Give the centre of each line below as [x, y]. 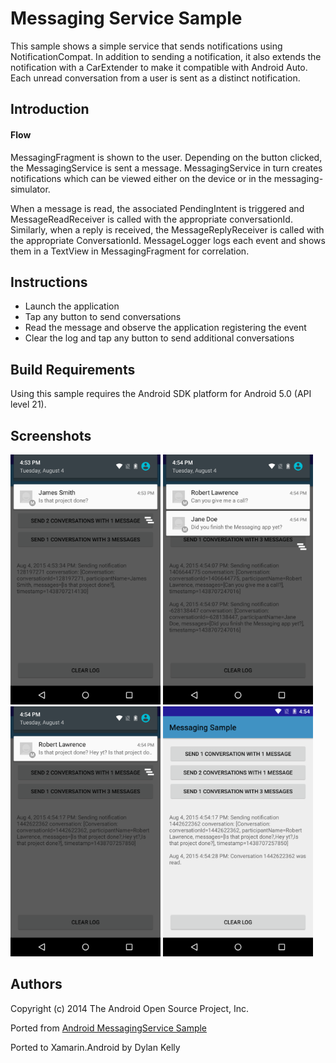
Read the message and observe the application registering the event [165, 328]
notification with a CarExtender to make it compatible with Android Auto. [159, 67]
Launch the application [72, 306]
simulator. [30, 189]
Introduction [50, 109]
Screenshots [51, 435]
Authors [36, 984]
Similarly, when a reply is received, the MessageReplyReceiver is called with [167, 229]
